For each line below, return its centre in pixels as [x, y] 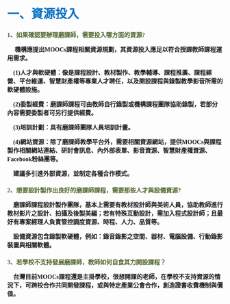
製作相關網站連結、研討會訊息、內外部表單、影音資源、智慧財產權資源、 [109, 150]
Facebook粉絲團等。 [35, 159]
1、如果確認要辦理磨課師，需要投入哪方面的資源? [76, 35]
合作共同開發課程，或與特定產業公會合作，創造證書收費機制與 [130, 285]
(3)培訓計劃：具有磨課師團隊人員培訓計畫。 [74, 127]
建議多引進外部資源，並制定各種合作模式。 [73, 174]
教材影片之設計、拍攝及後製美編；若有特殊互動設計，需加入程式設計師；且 [112, 214]
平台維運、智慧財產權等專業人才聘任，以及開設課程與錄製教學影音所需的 [121, 81]
